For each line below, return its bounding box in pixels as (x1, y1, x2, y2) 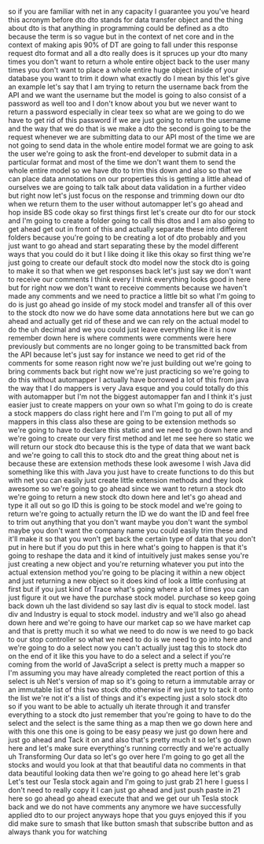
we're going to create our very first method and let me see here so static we (8, 433, 255, 443)
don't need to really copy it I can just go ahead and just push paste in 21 (8, 786, 241, 794)
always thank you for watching (8, 827, 108, 836)
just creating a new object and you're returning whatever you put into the (8, 560, 245, 568)
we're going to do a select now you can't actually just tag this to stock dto (8, 643, 247, 653)
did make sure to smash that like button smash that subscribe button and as (8, 819, 254, 828)
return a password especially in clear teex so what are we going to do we (8, 107, 245, 117)
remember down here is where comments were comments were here (8, 333, 232, 342)
